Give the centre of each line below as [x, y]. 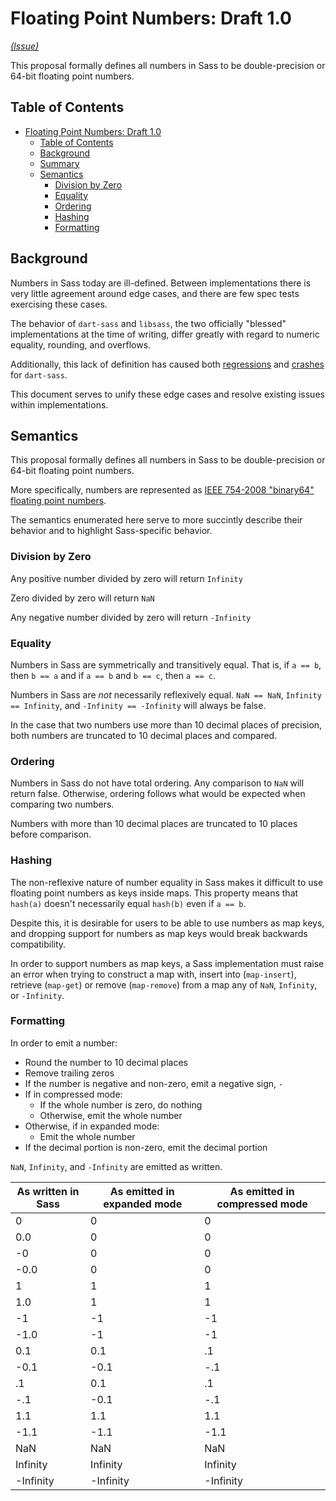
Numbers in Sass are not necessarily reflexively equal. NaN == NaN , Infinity [166, 694]
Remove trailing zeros [69, 1073]
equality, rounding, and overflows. [81, 344]
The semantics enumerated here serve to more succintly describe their [156, 520]
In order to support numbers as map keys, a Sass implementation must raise [167, 963]
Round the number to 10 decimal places [106, 1062]
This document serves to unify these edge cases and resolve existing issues [167, 394]
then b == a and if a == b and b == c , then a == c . [113, 675]
